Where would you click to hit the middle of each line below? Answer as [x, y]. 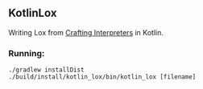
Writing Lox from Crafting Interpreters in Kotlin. [86, 32]
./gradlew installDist [46, 70]
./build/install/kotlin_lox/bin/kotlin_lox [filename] [102, 77]
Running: [27, 53]
